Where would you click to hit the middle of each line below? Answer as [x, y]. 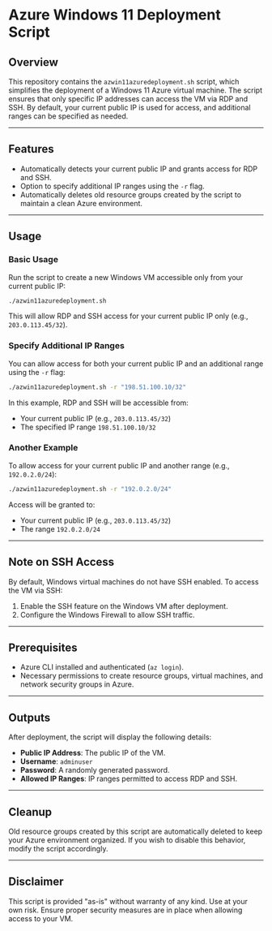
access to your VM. [41, 918]
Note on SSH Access [62, 562]
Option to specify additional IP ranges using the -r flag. [112, 186]
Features [31, 149]
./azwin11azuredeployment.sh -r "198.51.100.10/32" [97, 387]
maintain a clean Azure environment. [81, 203]
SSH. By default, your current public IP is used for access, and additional [130, 108]
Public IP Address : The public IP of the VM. [93, 753]
